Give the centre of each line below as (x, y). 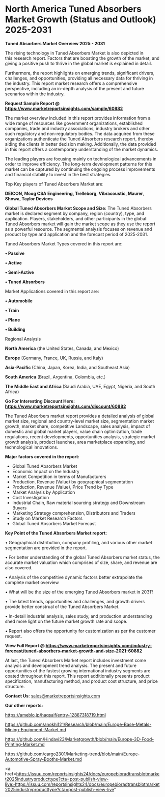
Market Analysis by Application (43, 492)
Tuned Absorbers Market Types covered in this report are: (64, 243)
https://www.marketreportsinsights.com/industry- (99, 645)
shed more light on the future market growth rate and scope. (66, 621)
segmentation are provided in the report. (46, 548)
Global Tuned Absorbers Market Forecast (54, 523)
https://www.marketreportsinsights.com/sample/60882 (64, 108)
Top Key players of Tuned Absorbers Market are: (55, 184)
